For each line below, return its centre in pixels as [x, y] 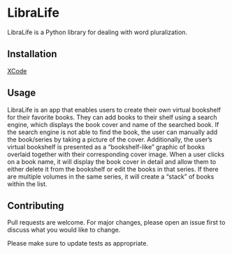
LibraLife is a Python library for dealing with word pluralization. [97, 32]
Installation [32, 54]
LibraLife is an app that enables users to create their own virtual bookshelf [114, 110]
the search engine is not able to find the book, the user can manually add [113, 132]
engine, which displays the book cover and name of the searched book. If [113, 124]
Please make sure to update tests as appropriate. [78, 244]
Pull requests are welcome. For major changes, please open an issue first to [116, 223]
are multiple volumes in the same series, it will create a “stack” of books [111, 177]
